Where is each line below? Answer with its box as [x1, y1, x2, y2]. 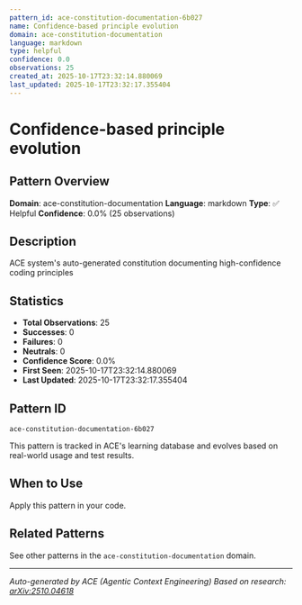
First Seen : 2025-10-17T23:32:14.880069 [22, 366, 177, 376]
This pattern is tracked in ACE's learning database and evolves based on [9, 440, 279, 451]
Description [9, 234, 76, 249]
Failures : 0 [22, 337, 63, 348]
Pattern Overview [9, 174, 110, 189]
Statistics [9, 293, 65, 309]
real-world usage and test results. [9, 450, 135, 461]
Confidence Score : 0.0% [22, 356, 117, 366]
